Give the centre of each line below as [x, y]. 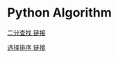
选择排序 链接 [26, 47]
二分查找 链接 [26, 32]
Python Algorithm [60, 13]
